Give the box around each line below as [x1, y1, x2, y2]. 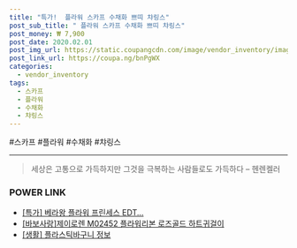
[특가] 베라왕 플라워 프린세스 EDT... [21, 207, 144, 218]
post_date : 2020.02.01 [9, 37, 93, 47]
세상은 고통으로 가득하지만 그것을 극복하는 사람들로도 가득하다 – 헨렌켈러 [30, 164, 281, 175]
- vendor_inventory [17, 71, 89, 79]
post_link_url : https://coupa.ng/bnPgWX [9, 54, 161, 63]
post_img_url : [9, 46, 62, 55]
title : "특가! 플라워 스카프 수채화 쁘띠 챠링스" [9, 12, 170, 22]
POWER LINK [9, 186, 66, 199]
